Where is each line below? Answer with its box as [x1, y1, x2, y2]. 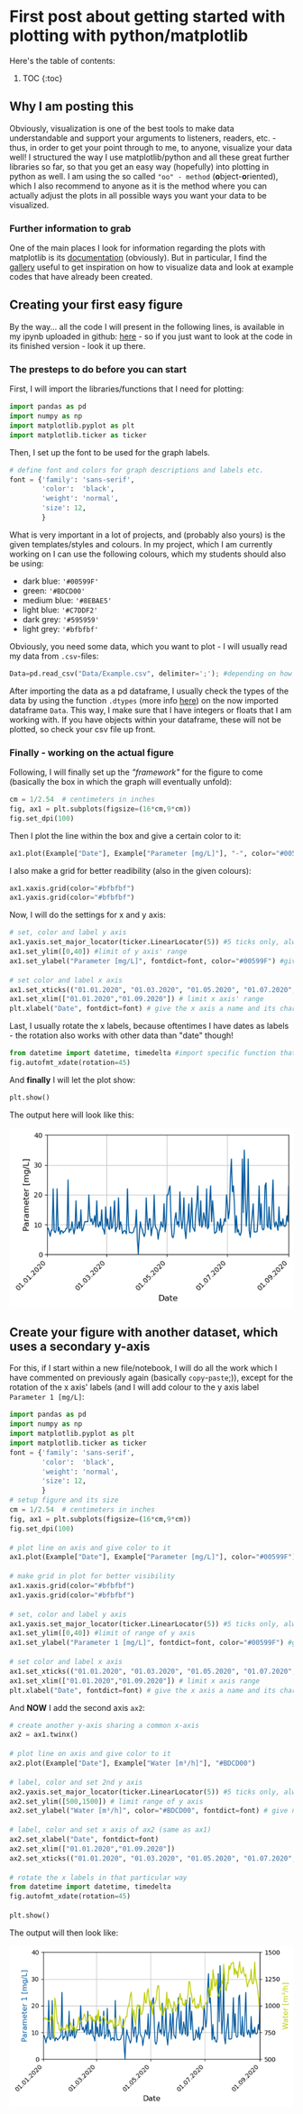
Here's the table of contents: [9, 55, 115, 66]
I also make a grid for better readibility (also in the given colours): [9, 865, 252, 876]
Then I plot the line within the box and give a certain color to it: [9, 830, 242, 841]
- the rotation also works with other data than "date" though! [9, 1030, 234, 1041]
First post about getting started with [9, 6, 286, 27]
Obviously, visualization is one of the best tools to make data [9, 123, 234, 133]
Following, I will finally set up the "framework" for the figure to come [9, 767, 263, 777]
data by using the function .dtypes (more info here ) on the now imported [9, 694, 280, 705]
